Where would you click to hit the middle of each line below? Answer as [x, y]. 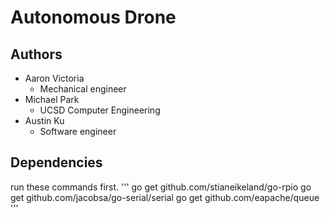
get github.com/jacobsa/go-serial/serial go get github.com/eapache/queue [165, 197]
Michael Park [52, 99]
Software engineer [78, 131]
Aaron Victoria [54, 78]
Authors [36, 54]
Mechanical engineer [83, 89]
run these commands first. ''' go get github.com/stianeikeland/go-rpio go [161, 187]
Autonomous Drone [93, 17]
